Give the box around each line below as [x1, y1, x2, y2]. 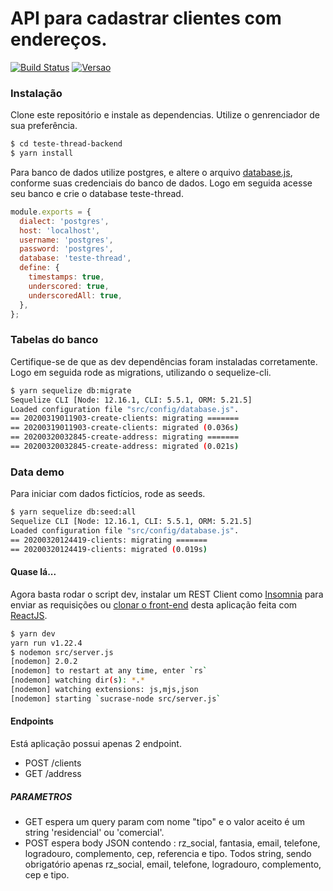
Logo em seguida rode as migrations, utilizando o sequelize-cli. [10, 366, 272, 378]
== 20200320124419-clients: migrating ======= [10, 535, 208, 545]
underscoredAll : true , [28, 290, 123, 301]
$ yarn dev [10, 628, 56, 639]
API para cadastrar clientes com [10, 7, 282, 30]
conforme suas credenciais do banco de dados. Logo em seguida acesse [10, 177, 313, 189]
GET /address [24, 767, 82, 779]
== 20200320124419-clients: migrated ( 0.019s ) [10, 544, 208, 554]
